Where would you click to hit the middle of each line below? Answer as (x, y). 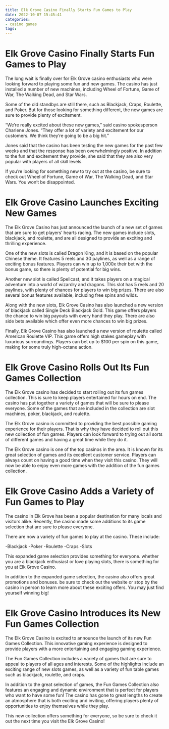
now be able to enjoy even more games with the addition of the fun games (82, 465)
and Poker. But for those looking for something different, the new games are (84, 110)
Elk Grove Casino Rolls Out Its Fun (77, 368)
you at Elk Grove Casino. (31, 567)
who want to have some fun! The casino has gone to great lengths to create (84, 695)
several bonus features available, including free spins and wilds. (72, 295)
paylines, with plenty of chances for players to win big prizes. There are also (84, 290)
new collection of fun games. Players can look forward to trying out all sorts (84, 434)
